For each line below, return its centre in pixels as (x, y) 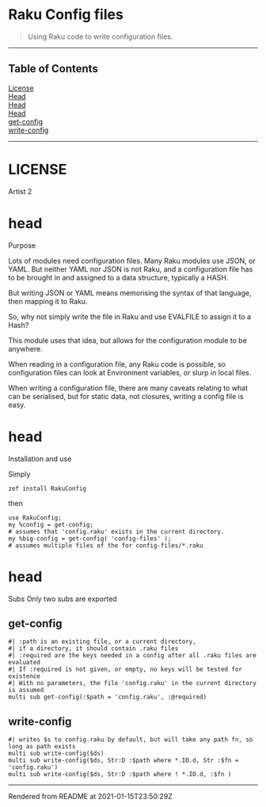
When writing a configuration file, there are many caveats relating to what (128, 388)
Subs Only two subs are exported (63, 599)
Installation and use (40, 459)
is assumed (26, 691)
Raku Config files (66, 15)
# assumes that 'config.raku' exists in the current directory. (116, 531)
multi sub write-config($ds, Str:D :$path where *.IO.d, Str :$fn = (123, 761)
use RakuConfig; (35, 518)
